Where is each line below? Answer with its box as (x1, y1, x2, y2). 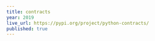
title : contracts (6, 8, 51, 15)
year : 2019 (6, 14, 34, 20)
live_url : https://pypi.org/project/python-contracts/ (6, 20, 149, 26)
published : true (6, 25, 48, 32)
